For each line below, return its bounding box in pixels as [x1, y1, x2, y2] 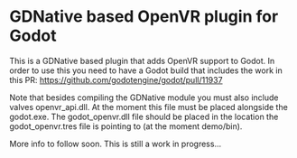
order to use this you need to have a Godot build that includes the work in [9, 65, 283, 76]
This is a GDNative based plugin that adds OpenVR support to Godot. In [9, 55, 275, 66]
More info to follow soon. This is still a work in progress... [9, 138, 222, 149]
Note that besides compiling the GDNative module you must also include [9, 92, 279, 103]
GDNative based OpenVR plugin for [9, 6, 279, 27]
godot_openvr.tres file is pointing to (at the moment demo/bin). [9, 120, 243, 132]
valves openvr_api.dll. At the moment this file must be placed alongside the [9, 101, 289, 112]
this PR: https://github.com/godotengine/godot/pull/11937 [9, 74, 223, 85]
